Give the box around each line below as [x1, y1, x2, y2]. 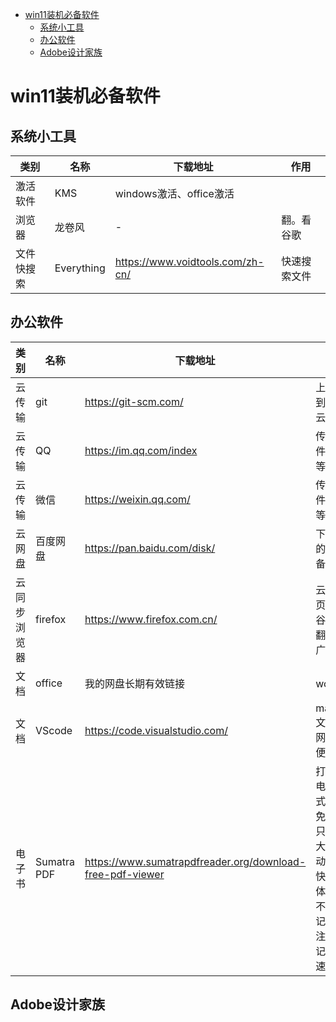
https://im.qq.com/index [84, 443, 198, 457]
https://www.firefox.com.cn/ [84, 612, 218, 626]
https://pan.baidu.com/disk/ [84, 541, 216, 555]
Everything [54, 261, 106, 275]
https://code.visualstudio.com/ [84, 723, 228, 737]
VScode [35, 723, 73, 737]
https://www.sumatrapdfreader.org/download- [84, 854, 307, 868]
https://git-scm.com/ [84, 394, 184, 408]
